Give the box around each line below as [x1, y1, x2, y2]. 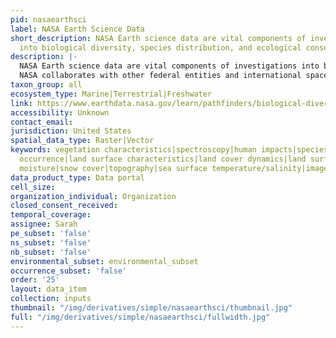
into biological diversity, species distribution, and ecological [19, 42, 302, 53]
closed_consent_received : [10, 201, 118, 211]
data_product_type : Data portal [10, 172, 145, 183]
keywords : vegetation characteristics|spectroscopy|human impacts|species [10, 145, 329, 155]
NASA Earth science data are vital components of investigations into [19, 61, 320, 71]
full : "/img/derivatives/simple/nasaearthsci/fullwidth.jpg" [10, 312, 271, 322]
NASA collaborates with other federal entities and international [19, 71, 302, 81]
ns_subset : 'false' [10, 237, 92, 248]
